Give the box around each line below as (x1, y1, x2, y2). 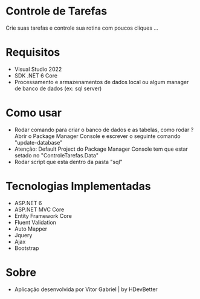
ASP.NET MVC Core (14, 206, 65, 213)
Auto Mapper (14, 225, 48, 232)
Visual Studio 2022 (14, 65, 62, 73)
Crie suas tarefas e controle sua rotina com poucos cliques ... (5, 24, 158, 31)
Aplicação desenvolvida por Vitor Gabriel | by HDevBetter (14, 286, 158, 293)
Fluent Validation (14, 218, 57, 226)
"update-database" (14, 139, 63, 146)
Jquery (14, 231, 33, 238)
